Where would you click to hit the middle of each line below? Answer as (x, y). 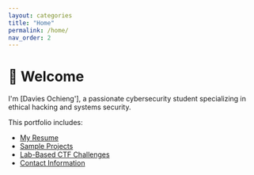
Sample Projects (46, 146)
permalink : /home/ (38, 30)
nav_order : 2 (30, 38)
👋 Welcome (46, 77)
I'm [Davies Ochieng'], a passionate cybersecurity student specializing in (127, 99)
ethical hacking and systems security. (70, 107)
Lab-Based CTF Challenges (64, 154)
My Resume (39, 138)
